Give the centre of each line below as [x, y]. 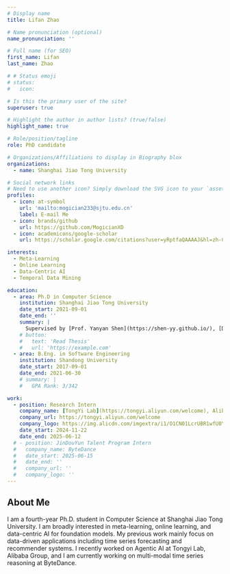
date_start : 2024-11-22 [53, 430]
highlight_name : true [38, 127]
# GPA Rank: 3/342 [49, 386]
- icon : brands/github [46, 221]
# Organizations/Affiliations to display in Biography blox [95, 157]
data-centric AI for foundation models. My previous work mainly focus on [111, 534]
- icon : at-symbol [40, 202]
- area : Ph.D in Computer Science [62, 297]
